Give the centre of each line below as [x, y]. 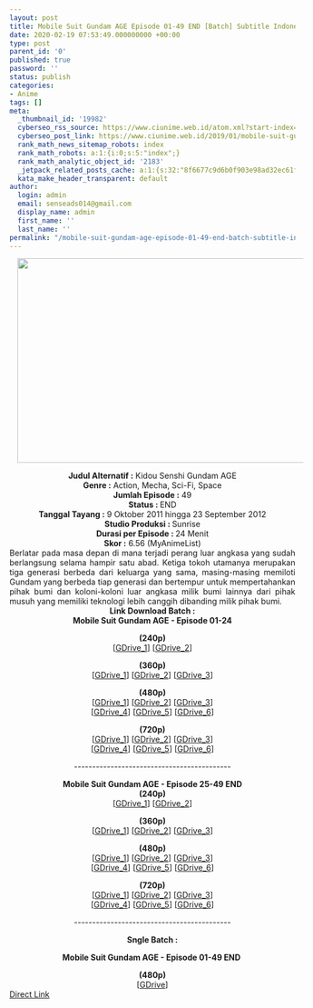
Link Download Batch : [152, 611]
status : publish [40, 77]
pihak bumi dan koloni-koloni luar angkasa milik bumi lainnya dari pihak [152, 592]
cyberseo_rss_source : [59, 128]
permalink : [30, 237]
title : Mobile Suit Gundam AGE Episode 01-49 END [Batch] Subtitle [140, 26]
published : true [40, 60]
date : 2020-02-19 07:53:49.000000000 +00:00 [95, 35]
